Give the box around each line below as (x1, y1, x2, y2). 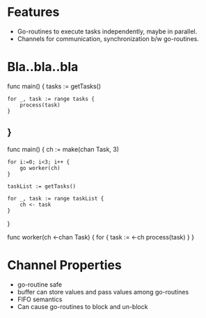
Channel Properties (7, 257, 122, 273)
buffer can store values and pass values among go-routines (17, 287, 189, 296)
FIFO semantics (17, 295, 63, 303)
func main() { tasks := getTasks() (7, 81, 102, 90)
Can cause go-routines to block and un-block (17, 302, 148, 310)
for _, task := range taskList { (7, 195, 104, 202)
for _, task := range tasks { (7, 95, 95, 102)
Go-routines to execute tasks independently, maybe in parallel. (17, 27, 198, 35)
